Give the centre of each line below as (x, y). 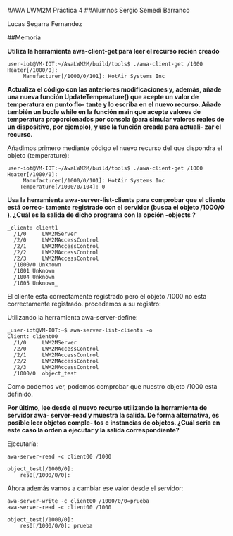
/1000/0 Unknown (37, 265)
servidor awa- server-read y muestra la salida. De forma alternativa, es (113, 415)
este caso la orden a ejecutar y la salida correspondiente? (93, 430)
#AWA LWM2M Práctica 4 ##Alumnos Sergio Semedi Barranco (99, 10)
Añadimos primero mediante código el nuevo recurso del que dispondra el (115, 148)
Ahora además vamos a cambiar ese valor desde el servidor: (95, 488)
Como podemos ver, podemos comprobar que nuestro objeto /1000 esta (112, 386)
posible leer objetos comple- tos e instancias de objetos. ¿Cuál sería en (114, 423)
